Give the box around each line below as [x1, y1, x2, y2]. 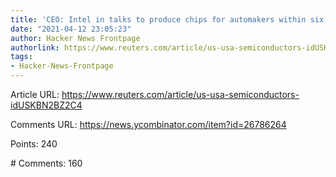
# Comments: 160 [10, 157, 83, 169]
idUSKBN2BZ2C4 [10, 99, 83, 111]
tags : [10, 52, 33, 62]
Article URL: [10, 89, 60, 100]
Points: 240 [10, 138, 58, 150]
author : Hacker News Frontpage [10, 33, 141, 43]
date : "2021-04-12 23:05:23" [10, 24, 132, 34]
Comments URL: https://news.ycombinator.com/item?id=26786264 [10, 119, 287, 130]
